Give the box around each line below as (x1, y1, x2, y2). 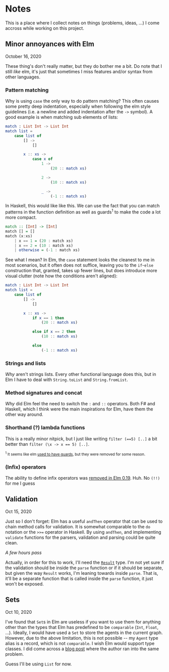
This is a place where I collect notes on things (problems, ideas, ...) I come (5, 20, 160, 26)
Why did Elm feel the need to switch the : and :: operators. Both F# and (5, 401, 155, 407)
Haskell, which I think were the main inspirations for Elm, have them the (5, 406, 153, 412)
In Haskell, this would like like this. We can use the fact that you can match (5, 203, 160, 209)
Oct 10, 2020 (5, 609, 32, 615)
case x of (32, 156, 53, 162)
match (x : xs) (5, 233, 33, 238)
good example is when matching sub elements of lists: (5, 114, 119, 120)
